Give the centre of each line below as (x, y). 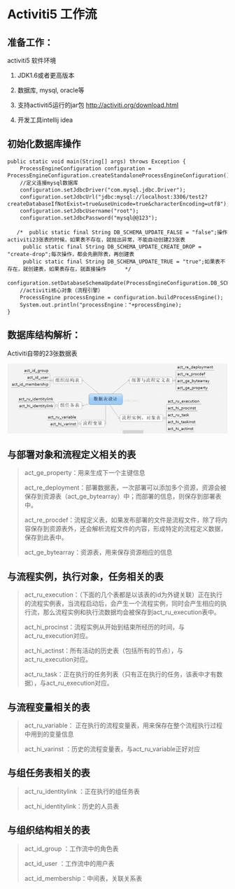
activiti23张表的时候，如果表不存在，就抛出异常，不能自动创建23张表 (96, 240)
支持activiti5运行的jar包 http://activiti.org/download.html (98, 105)
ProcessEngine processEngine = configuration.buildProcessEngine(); (122, 297)
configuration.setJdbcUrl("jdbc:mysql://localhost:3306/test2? (114, 197)
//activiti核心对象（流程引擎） (62, 290)
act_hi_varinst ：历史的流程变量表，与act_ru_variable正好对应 (112, 749)
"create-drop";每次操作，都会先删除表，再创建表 (71, 254)
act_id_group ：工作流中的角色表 (71, 848)
